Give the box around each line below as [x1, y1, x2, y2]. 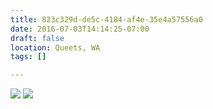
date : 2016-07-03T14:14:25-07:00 [10, 24, 150, 34]
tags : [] [10, 52, 47, 62]
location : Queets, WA [10, 42, 101, 53]
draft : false [10, 33, 65, 43]
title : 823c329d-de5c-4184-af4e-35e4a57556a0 [10, 14, 203, 25]
